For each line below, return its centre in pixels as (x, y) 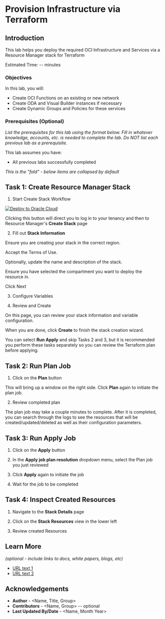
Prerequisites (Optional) (35, 122)
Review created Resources (39, 531)
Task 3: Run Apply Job (41, 438)
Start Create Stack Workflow (41, 199)
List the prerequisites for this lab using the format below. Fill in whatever (79, 132)
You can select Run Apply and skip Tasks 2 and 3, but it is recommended (80, 340)
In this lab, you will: (25, 88)
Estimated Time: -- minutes (33, 65)
